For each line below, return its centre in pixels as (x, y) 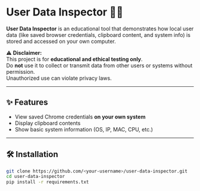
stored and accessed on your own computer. (61, 41)
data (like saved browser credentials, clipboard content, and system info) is (98, 35)
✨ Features (27, 103)
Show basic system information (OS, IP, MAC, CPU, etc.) (84, 129)
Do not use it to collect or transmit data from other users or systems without (99, 65)
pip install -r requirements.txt (48, 182)
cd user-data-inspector (36, 177)
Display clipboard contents (48, 123)
